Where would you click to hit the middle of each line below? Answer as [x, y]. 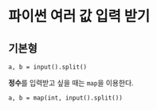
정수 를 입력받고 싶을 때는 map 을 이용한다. [71, 83]
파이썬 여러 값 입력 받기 [79, 16]
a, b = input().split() [48, 67]
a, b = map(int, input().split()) [66, 98]
